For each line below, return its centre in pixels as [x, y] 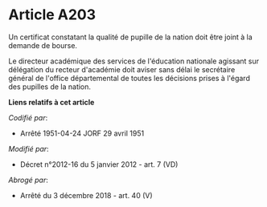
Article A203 [52, 15]
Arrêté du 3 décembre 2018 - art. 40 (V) [86, 195]
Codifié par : [28, 117]
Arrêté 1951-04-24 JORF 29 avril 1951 [82, 133]
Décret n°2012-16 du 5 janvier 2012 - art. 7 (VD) [99, 164]
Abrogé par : [28, 180]
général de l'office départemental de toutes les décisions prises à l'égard [129, 78]
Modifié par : [29, 148]
